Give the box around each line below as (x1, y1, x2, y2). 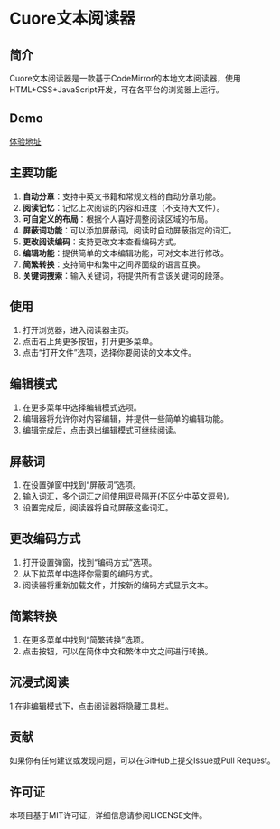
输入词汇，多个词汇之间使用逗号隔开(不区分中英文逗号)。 (22, 491, 235, 502)
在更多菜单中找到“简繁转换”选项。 (22, 634, 149, 645)
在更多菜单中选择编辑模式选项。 (22, 402, 142, 413)
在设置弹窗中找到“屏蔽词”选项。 (22, 480, 142, 491)
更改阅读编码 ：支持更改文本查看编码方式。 (22, 236, 182, 247)
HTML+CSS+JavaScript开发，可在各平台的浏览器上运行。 (9, 84, 224, 95)
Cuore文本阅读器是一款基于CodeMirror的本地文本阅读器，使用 (9, 73, 241, 83)
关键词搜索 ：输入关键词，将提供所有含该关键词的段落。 (22, 270, 229, 281)
